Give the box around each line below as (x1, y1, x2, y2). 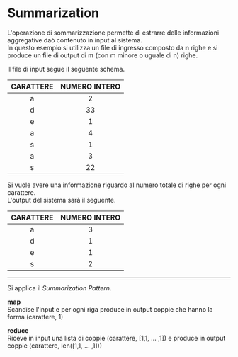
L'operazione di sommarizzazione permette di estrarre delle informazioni (7, 28, 220, 37)
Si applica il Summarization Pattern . (7, 283, 112, 292)
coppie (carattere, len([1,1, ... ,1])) (7, 341, 103, 350)
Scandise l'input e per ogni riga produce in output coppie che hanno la (7, 305, 213, 313)
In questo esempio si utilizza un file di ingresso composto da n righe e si (7, 43, 218, 52)
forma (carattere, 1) (7, 312, 64, 321)
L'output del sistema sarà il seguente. (7, 195, 116, 204)
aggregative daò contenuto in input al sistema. (7, 35, 143, 44)
